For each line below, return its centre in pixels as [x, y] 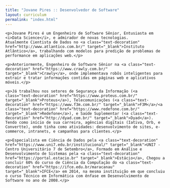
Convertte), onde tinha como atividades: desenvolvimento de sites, [79, 127]
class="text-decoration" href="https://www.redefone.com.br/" [73, 109]
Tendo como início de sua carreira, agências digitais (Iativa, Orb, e [83, 123]
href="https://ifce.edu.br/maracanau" [74, 167]
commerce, [16, 131]
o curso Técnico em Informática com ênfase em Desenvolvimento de [77, 176]
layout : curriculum [26, 15]
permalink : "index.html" [32, 19]
